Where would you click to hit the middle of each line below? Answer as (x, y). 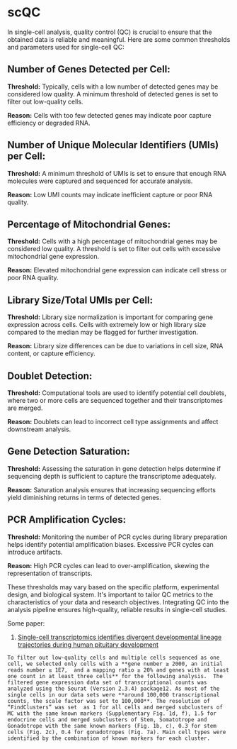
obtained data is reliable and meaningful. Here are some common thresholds (119, 39)
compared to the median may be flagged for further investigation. (103, 332)
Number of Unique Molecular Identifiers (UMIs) (113, 145)
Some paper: (26, 623)
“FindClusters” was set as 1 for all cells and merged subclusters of (115, 707)
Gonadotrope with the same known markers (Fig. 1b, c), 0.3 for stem (112, 726)
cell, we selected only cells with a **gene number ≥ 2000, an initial (115, 664)
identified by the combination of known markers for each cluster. (109, 738)
